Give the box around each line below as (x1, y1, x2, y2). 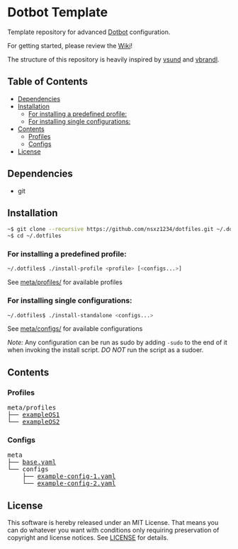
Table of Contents (7, 76, 89, 88)
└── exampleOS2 (7, 418, 60, 426)
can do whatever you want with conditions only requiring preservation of (7, 526, 220, 535)
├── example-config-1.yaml (22, 472, 116, 480)
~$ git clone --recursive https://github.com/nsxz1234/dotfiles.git (7, 226, 214, 233)
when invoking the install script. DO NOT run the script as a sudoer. (7, 346, 204, 354)
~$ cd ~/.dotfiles (7, 232, 62, 239)
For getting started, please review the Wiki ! (7, 41, 133, 50)
